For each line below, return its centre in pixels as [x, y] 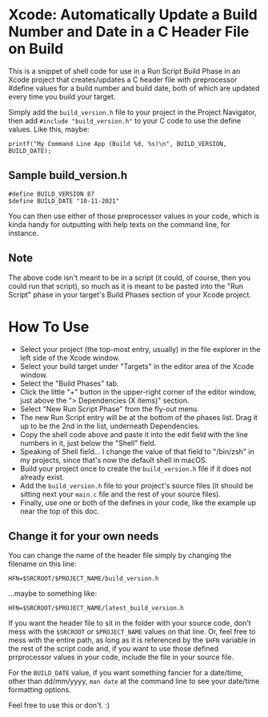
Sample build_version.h [68, 175]
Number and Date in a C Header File [129, 32]
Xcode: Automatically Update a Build [133, 15]
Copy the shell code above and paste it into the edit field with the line [134, 434]
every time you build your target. [62, 96]
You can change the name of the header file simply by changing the [120, 556]
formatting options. [40, 690]
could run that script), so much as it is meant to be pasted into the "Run [126, 286]
